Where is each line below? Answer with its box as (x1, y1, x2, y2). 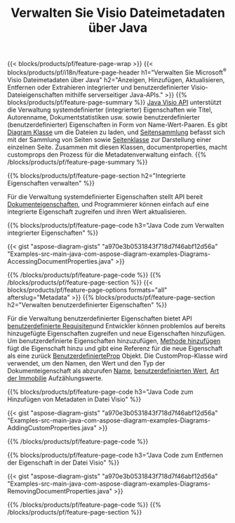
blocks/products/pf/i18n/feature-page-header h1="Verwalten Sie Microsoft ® (7, 67, 227, 77)
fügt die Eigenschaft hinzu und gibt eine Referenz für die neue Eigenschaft (7, 344, 223, 352)
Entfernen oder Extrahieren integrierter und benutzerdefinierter (7, 83, 189, 91)
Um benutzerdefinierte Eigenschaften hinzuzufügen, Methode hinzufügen (7, 336, 221, 345)
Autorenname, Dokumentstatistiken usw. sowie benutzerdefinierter (7, 112, 200, 121)
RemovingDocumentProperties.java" (7, 486, 112, 495)
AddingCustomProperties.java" (7, 423, 97, 432)
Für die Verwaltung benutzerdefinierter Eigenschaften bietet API (7, 314, 192, 323)
